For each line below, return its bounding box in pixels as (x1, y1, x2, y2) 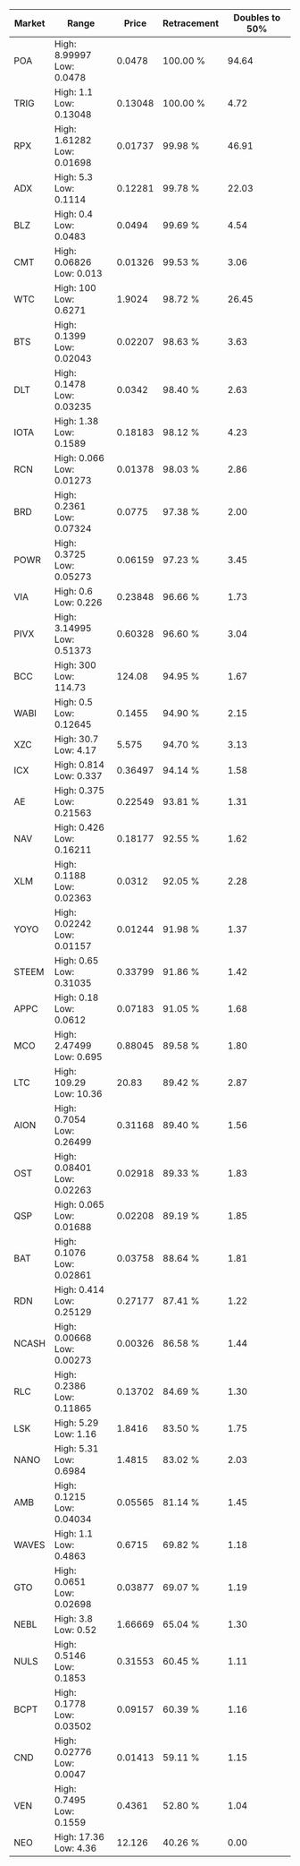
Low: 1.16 (54, 1428, 97, 1440)
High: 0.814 (54, 758, 105, 771)
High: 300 (54, 659, 96, 671)
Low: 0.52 (54, 1624, 97, 1636)
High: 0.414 (54, 1284, 105, 1296)
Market (13, 17, 46, 30)
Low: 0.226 (54, 596, 103, 608)
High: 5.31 (54, 1442, 99, 1454)
